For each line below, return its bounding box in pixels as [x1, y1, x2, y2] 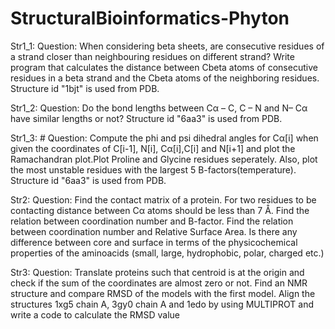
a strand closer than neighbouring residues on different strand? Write [10, 50, 295, 62]
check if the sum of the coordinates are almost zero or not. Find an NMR [10, 277, 308, 289]
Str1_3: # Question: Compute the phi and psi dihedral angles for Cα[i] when [10, 132, 319, 144]
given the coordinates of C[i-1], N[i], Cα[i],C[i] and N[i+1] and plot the [10, 142, 296, 154]
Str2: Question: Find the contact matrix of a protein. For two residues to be [10, 193, 317, 206]
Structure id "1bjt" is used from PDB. [10, 82, 160, 94]
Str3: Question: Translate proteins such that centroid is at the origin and [10, 266, 305, 278]
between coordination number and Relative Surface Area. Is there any [10, 225, 298, 237]
